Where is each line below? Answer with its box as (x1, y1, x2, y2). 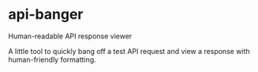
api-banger (8, 5, 84, 23)
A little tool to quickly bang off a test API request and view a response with (8, 46, 250, 56)
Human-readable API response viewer (8, 31, 133, 41)
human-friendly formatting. (8, 55, 96, 64)
